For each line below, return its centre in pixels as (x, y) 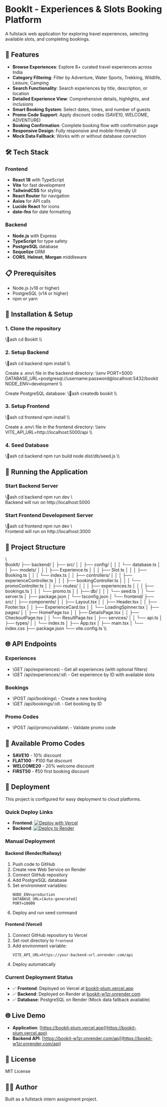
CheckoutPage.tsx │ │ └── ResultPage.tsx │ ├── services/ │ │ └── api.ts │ (84, 618)
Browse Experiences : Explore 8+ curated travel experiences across (82, 67)
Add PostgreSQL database (40, 880)
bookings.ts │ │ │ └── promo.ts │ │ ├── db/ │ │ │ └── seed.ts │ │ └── (80, 591)
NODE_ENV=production (34, 895)
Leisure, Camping (30, 83)
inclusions (23, 104)
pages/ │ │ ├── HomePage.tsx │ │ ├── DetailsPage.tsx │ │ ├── (72, 612)
